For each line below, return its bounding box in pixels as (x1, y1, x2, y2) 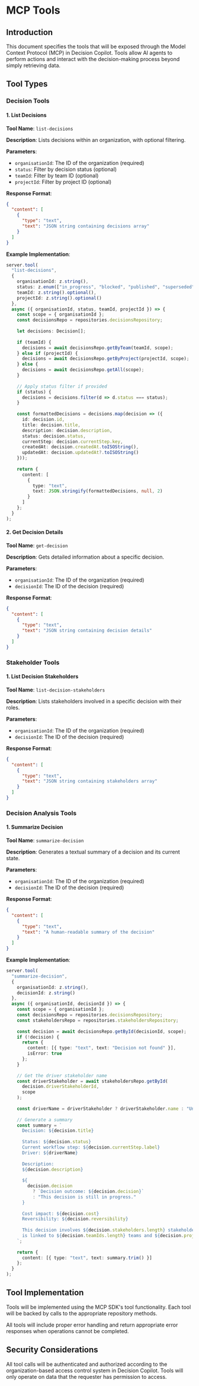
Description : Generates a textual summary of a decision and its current (6, 848, 181, 855)
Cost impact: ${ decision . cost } (21, 1210, 99, 1217)
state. (6, 855, 20, 862)
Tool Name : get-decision (6, 541, 68, 549)
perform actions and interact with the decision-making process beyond (6, 56, 180, 62)
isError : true (27, 1051, 62, 1057)
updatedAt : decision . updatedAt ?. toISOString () (21, 449, 139, 456)
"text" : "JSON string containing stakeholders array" (21, 778, 158, 784)
